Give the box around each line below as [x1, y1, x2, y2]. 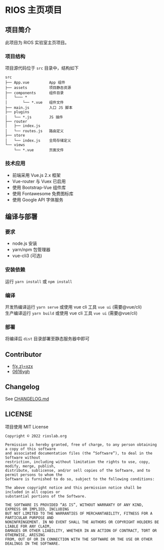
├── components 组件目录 [5, 90, 64, 96]
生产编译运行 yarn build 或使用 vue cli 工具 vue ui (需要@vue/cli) [5, 310, 138, 316]
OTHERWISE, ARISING [5, 532, 45, 537]
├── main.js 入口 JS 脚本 [5, 105, 73, 111]
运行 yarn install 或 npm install [5, 278, 73, 284]
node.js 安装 [12, 240, 37, 246]
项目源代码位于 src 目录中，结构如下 [5, 65, 79, 71]
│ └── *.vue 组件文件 [5, 100, 64, 105]
